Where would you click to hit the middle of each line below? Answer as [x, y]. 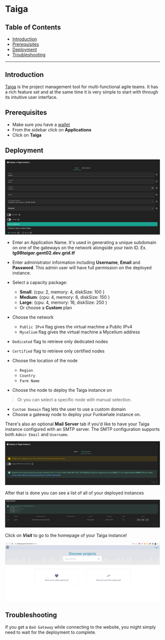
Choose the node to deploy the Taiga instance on [62, 390]
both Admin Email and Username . [37, 435]
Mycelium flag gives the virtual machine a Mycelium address [80, 332]
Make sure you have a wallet [41, 125]
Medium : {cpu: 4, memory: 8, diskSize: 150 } [65, 297]
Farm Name [30, 381]
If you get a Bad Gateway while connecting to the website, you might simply [81, 627]
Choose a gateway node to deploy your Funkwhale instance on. [77, 415]
